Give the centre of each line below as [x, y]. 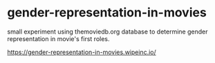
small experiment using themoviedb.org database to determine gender [107, 32]
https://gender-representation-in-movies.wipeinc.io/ [82, 52]
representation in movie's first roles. [58, 38]
